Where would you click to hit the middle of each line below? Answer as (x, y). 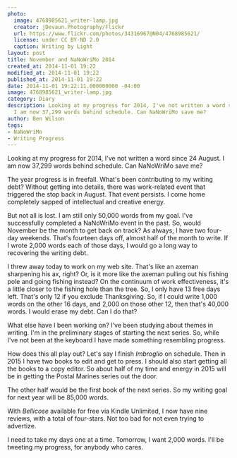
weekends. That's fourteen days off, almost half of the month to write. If (124, 238)
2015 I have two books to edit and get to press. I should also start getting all (117, 361)
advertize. (22, 426)
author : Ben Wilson (36, 118)
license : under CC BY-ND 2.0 (56, 40)
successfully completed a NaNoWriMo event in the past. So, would (104, 223)
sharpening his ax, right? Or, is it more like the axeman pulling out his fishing (118, 274)
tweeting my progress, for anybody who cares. (75, 447)
